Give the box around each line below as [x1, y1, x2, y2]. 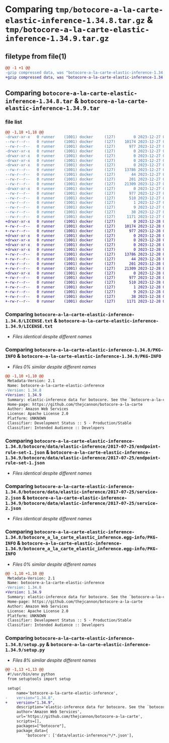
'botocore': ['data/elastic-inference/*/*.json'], [25, 733, 134, 738]
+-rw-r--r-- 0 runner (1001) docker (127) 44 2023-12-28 [5, 256, 161, 261]
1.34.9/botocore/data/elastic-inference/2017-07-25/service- [5, 501, 158, 506]
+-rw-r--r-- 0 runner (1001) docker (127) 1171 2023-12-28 [5, 299, 161, 304]
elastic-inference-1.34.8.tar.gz [5, 16, 145, 26]
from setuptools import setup [7, 676, 71, 682]
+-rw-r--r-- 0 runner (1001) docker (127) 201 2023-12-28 [5, 261, 161, 266]
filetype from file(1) [5, 52, 67, 61]
